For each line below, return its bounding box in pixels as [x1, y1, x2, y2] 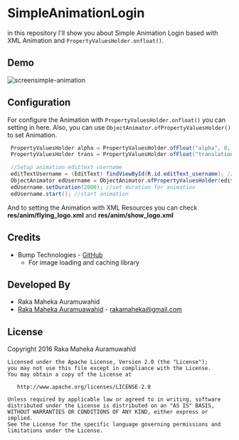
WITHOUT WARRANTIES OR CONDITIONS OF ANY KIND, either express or [7, 409, 208, 416]
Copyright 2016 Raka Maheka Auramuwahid [7, 344, 137, 354]
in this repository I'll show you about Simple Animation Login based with [7, 29, 218, 37]
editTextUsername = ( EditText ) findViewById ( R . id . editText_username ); [10, 170, 224, 178]
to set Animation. [7, 131, 57, 139]
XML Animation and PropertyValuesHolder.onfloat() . [7, 36, 164, 44]
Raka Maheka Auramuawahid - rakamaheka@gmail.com [17, 305, 183, 314]
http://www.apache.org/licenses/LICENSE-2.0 [16, 384, 152, 391]
